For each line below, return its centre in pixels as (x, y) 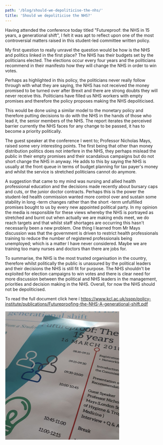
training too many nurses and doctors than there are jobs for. (66, 249)
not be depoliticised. (26, 289)
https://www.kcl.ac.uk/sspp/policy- (116, 298)
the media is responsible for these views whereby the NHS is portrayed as (79, 212)
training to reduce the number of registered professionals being (69, 238)
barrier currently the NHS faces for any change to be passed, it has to (75, 126)
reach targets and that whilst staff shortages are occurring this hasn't (75, 223)
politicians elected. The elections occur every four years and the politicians (80, 60)
